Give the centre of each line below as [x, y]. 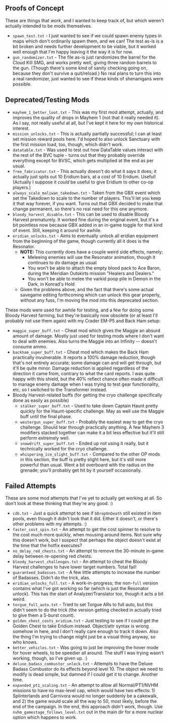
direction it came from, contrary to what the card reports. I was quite [84, 373]
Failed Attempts [31, 486]
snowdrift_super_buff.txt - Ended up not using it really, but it [84, 443]
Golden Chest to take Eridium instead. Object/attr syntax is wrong [80, 626]
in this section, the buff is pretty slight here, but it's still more [83, 459]
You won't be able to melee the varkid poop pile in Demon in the [94, 279]
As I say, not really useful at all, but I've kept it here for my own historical [88, 123]
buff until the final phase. [46, 416]
